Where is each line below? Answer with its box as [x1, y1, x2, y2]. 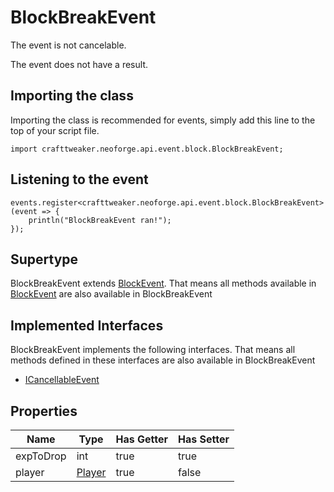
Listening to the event [10, 171, 149, 188]
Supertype [10, 251, 79, 268]
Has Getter [115, 432, 168, 446]
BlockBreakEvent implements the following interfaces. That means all [10, 344, 296, 356]
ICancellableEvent [24, 374, 100, 386]
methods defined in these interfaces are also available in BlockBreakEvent [10, 354, 316, 366]
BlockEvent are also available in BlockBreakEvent [10, 288, 213, 300]
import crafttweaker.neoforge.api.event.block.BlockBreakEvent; [10, 144, 284, 154]
